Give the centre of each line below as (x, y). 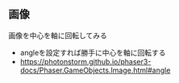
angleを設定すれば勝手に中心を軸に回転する (93, 52)
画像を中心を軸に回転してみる (58, 35)
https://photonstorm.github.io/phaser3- (85, 61)
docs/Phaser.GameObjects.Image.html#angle (95, 70)
